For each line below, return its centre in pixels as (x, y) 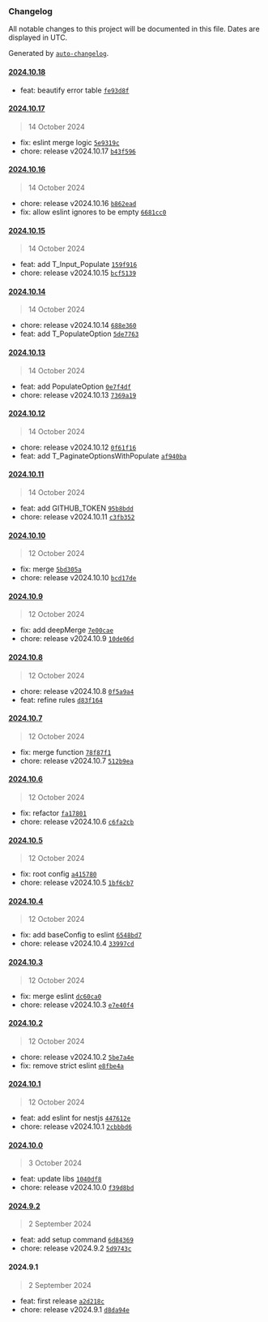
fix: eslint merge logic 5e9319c (70, 142)
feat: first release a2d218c (62, 1301)
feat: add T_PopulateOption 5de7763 (79, 334)
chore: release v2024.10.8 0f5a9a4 (77, 691)
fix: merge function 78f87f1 (66, 751)
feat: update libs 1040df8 (61, 1179)
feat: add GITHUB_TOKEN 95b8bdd (77, 508)
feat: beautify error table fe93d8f (74, 90)
